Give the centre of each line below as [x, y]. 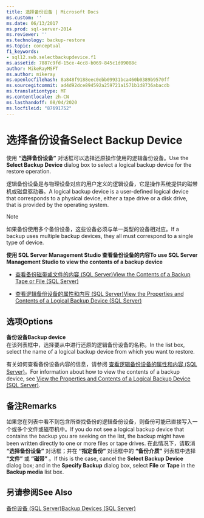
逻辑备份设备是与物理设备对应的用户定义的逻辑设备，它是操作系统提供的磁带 [102, 184]
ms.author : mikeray [31, 74]
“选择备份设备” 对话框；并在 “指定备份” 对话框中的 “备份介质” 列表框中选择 [101, 451]
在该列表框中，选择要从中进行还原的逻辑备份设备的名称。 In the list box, [96, 345]
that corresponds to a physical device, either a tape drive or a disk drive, [97, 198]
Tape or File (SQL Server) [47, 281]
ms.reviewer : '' [27, 35]
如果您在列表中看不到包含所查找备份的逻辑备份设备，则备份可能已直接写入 [99, 422]
